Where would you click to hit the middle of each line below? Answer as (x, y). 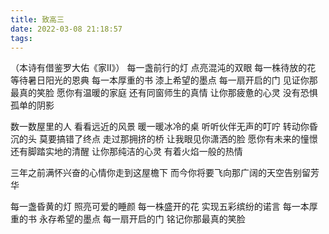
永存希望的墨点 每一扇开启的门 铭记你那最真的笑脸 (142, 219)
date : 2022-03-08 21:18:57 (66, 29)
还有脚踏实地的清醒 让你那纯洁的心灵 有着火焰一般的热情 (126, 152)
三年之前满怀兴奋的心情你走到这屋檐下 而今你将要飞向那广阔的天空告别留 (160, 173)
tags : (21, 38)
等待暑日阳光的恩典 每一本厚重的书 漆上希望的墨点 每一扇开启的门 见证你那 (164, 80)
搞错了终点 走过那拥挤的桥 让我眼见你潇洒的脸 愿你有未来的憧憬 (187, 139)
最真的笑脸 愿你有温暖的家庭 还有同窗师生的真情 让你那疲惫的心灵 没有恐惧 (164, 93)
